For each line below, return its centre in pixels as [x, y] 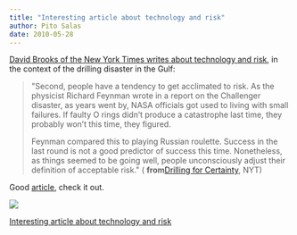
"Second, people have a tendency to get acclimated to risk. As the [153, 87]
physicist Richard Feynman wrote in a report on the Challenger [146, 96]
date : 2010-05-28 [41, 34]
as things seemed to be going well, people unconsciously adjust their [158, 161]
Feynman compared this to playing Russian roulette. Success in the [154, 142]
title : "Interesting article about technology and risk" [117, 17]
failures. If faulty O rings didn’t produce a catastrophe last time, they [157, 115]
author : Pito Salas [45, 26]
